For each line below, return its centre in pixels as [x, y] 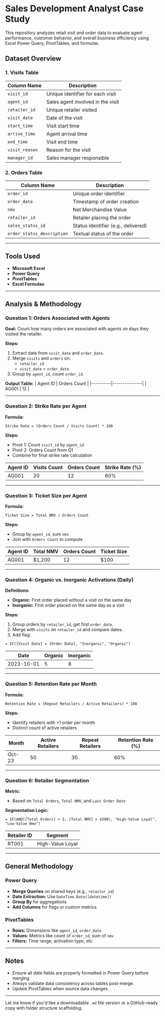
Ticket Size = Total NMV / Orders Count [47, 515]
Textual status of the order [103, 234]
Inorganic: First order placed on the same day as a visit [68, 605]
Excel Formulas [28, 284]
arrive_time [22, 134]
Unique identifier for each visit [81, 94]
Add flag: [21, 635]
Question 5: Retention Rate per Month [51, 684]
